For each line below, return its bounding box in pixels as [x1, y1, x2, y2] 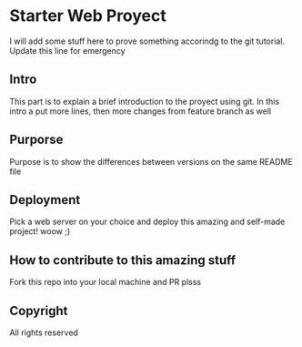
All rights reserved [9, 327, 79, 338]
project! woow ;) [9, 226, 71, 237]
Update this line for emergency [9, 45, 126, 56]
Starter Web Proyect [9, 5, 166, 26]
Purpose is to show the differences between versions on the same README [9, 156, 293, 167]
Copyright [9, 302, 68, 319]
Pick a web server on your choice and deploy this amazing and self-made [9, 216, 286, 228]
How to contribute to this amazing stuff [9, 252, 237, 268]
